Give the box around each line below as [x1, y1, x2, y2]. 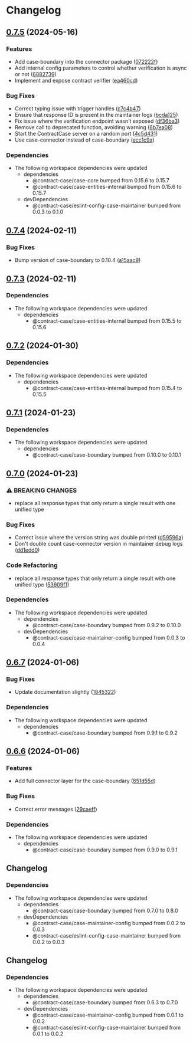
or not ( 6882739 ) [14, 70, 57, 77]
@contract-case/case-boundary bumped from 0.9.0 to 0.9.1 [32, 846, 178, 853]
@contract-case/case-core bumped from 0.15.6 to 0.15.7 [32, 177, 169, 184]
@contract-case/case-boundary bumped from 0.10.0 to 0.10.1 [32, 451, 181, 458]
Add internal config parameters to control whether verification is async [14, 64, 187, 71]
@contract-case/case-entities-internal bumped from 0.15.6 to [32, 184, 182, 191]
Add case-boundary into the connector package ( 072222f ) [14, 58, 158, 65]
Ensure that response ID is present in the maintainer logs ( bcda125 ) [14, 112, 178, 119]
